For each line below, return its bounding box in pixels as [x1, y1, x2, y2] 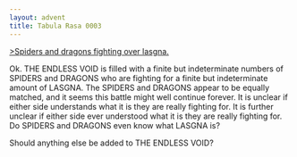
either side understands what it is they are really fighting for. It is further [9, 101, 275, 112]
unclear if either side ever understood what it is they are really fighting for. [9, 111, 283, 121]
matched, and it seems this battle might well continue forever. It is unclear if [9, 91, 288, 103]
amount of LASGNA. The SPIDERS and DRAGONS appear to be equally [9, 82, 270, 93]
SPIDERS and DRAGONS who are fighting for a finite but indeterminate [9, 72, 268, 83]
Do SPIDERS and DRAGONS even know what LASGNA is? [9, 120, 221, 130]
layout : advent [9, 12, 66, 22]
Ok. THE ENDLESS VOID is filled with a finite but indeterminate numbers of [9, 63, 284, 74]
